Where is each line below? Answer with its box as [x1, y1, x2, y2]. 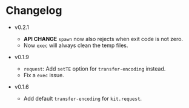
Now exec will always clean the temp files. [23, 42, 128, 49]
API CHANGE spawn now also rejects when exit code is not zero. [23, 35, 183, 42]
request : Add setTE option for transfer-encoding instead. [23, 65, 166, 72]
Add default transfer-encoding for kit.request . [23, 95, 142, 102]
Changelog [5, 4, 62, 17]
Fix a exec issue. [23, 71, 64, 78]
